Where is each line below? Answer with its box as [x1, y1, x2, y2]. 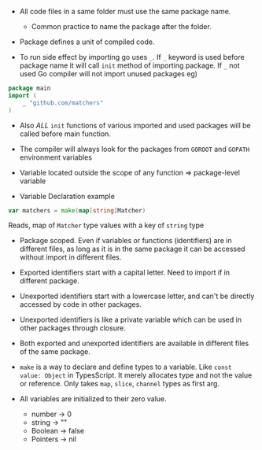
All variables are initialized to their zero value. [19, 394, 167, 404]
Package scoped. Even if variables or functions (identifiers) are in [19, 236, 232, 245]
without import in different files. [19, 253, 122, 262]
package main [8, 84, 51, 92]
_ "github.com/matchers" [22, 98, 104, 107]
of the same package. [19, 347, 90, 356]
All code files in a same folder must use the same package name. [19, 7, 231, 16]
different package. [19, 276, 80, 286]
